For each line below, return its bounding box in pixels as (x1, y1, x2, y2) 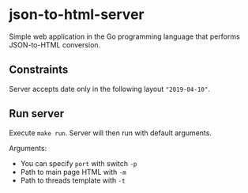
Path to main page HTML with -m (20, 167, 127, 176)
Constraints (9, 63, 69, 77)
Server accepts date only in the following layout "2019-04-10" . (9, 84, 210, 93)
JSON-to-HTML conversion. (9, 40, 101, 49)
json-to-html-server (9, 6, 145, 24)
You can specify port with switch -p (20, 158, 137, 168)
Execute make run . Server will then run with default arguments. (9, 128, 212, 138)
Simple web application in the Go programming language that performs (9, 32, 240, 41)
